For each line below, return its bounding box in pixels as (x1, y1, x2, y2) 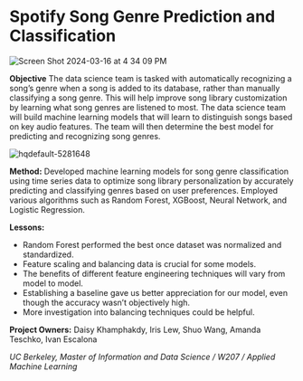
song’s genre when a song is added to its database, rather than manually (9, 82, 280, 93)
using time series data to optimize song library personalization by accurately (9, 175, 294, 186)
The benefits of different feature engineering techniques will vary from (22, 268, 286, 279)
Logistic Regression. (9, 204, 86, 214)
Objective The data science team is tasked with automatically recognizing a (9, 72, 292, 83)
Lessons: (9, 222, 45, 233)
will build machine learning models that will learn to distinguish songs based (9, 111, 293, 122)
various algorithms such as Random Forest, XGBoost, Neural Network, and (9, 195, 288, 205)
